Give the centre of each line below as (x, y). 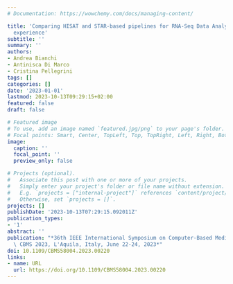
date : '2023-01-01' (35, 91)
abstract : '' (26, 231)
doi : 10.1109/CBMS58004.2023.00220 (59, 251)
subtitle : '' (26, 39)
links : (17, 257)
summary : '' (24, 46)
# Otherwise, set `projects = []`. (62, 199)
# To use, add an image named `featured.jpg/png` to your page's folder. (116, 129)
